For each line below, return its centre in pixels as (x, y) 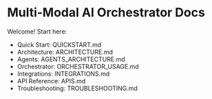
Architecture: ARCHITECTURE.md (65, 52)
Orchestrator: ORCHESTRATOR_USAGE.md (78, 66)
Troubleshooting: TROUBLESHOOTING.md (77, 88)
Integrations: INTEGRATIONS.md (63, 74)
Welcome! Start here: (37, 31)
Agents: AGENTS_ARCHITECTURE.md (71, 59)
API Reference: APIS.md (51, 81)
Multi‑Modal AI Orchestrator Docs (106, 13)
